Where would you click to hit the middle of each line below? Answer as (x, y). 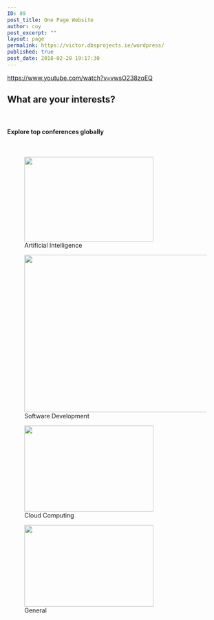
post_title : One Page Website (51, 20)
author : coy (24, 26)
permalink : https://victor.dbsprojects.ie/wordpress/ (86, 45)
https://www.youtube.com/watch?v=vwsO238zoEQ (80, 78)
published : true (30, 52)
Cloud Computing (49, 515)
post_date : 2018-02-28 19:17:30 (53, 58)
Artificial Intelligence (53, 245)
